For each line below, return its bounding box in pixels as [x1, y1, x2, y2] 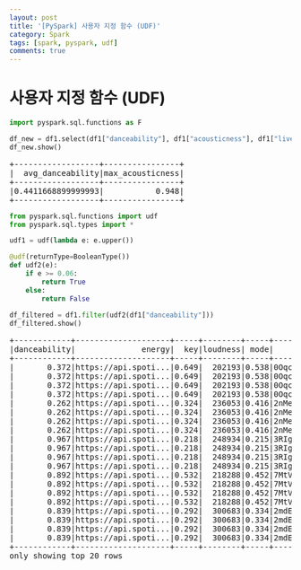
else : [25, 285, 47, 294]
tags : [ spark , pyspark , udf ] [9, 38, 118, 48]
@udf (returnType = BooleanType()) [9, 252, 130, 261]
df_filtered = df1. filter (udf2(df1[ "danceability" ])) [9, 311, 215, 320]
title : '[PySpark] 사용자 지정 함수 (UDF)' [9, 22, 161, 31]
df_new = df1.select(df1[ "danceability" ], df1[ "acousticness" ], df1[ [9, 134, 275, 144]
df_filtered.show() [9, 320, 82, 329]
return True [41, 277, 87, 286]
